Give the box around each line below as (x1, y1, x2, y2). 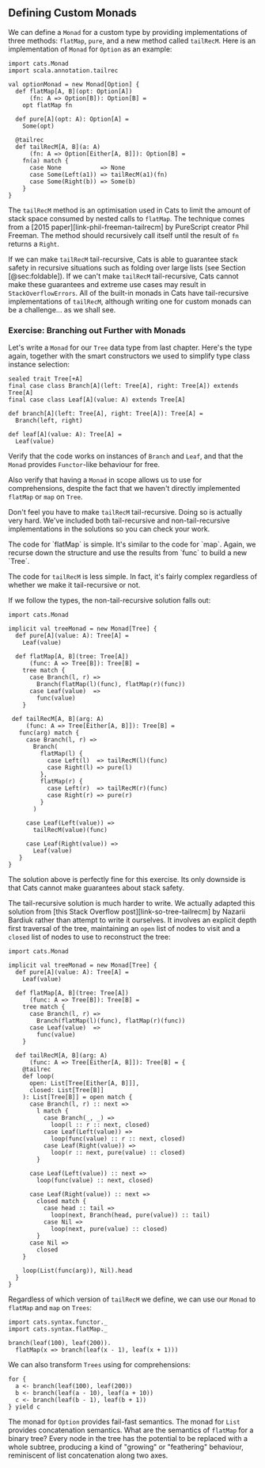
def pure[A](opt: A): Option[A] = (15, 115, 129, 123)
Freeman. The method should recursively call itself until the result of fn (8, 230, 240, 240)
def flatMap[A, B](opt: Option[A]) (15, 87, 133, 95)
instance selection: (8, 360, 70, 370)
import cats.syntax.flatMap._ (8, 1325, 108, 1333)
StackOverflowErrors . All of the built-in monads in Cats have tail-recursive (8, 288, 249, 297)
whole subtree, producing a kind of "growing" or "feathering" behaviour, (8, 1443, 244, 1452)
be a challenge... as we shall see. (8, 305, 116, 314)
